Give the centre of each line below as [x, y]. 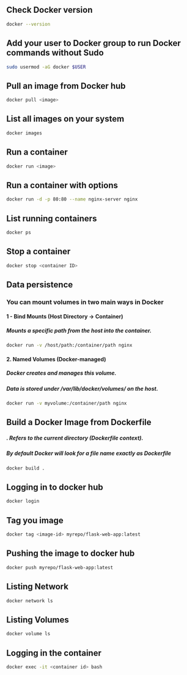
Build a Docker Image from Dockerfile [79, 422]
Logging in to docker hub [55, 488]
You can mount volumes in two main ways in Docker [85, 302]
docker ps [19, 232]
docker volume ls [28, 634]
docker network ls [30, 601]
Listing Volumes [38, 620]
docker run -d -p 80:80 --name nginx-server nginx [72, 199]
